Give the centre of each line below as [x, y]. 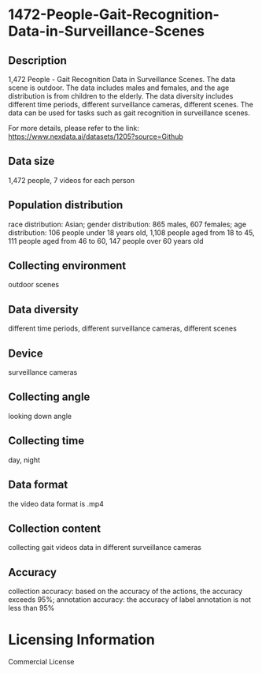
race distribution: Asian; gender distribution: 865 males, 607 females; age [127, 224]
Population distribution [66, 206]
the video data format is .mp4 [56, 503]
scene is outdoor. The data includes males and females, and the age [119, 88]
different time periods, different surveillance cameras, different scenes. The [131, 105]
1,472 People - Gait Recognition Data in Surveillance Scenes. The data [122, 79]
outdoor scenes [34, 285]
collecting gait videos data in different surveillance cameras [105, 548]
